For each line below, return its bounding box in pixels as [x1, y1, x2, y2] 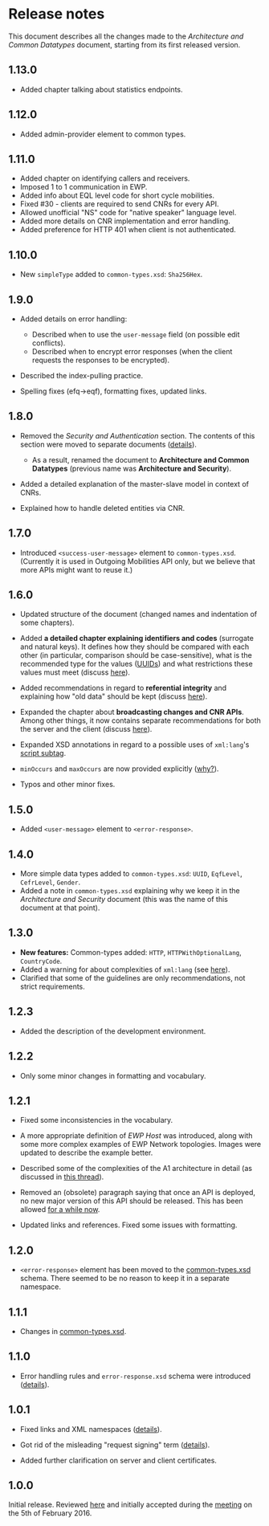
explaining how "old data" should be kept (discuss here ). [19, 692, 208, 701]
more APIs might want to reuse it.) [19, 565, 133, 574]
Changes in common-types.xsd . [19, 1326, 127, 1336]
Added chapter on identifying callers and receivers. [19, 173, 190, 183]
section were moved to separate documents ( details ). [19, 439, 197, 449]
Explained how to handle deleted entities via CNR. [19, 503, 185, 512]
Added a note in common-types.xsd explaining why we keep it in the [19, 886, 240, 896]
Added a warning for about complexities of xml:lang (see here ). [19, 965, 230, 974]
